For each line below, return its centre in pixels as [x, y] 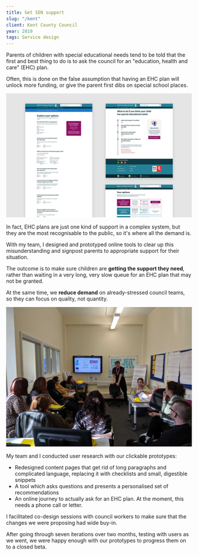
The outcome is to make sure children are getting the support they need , [95, 268]
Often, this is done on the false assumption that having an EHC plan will [93, 79]
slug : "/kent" [24, 19]
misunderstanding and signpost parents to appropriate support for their [93, 250]
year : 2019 [19, 31]
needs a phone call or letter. [49, 505]
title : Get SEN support [35, 12]
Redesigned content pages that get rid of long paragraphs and [90, 467]
